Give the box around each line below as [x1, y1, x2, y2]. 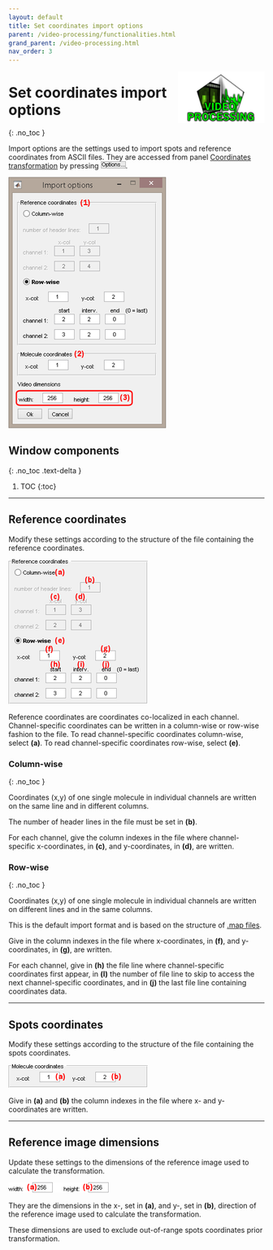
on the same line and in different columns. [8, 800, 149, 810]
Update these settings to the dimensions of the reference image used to [8, 1157, 249, 1167]
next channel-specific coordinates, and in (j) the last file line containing [8, 978, 247, 988]
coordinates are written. [8, 1104, 89, 1115]
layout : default [8, 13, 63, 21]
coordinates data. [8, 986, 67, 997]
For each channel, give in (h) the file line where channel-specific [8, 961, 225, 971]
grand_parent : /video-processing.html [8, 39, 140, 47]
